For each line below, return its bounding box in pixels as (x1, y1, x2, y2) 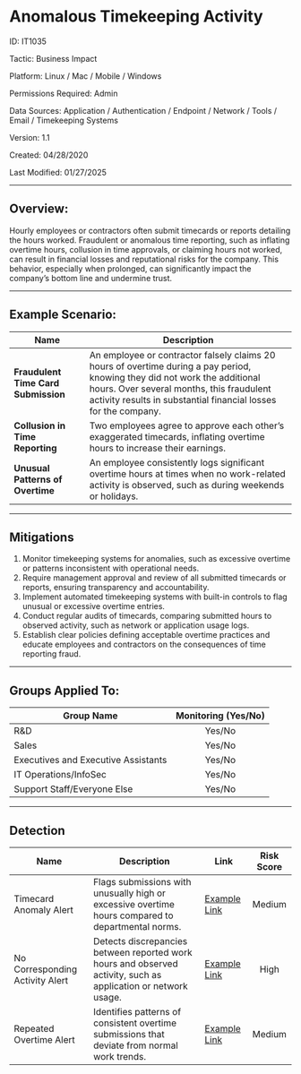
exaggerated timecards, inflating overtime (89, 430, 266, 442)
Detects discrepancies (92, 935, 188, 947)
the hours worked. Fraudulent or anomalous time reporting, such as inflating (9, 235, 290, 245)
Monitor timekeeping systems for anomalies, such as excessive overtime (21, 554, 291, 564)
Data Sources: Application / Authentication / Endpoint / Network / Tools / (9, 105, 278, 116)
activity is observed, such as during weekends (89, 478, 285, 491)
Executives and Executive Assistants (13, 754, 168, 767)
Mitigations (9, 529, 74, 545)
